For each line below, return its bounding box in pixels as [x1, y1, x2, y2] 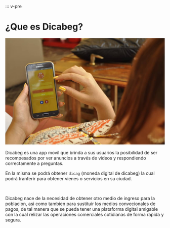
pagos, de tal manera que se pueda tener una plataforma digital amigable [5, 206, 158, 212]
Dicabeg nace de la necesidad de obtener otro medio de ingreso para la [5, 195, 155, 201]
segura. [5, 217, 21, 223]
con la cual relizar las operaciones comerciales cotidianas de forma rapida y [5, 211, 164, 217]
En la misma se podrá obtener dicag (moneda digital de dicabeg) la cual [5, 170, 155, 176]
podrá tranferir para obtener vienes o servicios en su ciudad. [5, 175, 132, 181]
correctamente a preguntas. [5, 160, 64, 166]
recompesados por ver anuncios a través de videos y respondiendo [5, 155, 146, 161]
